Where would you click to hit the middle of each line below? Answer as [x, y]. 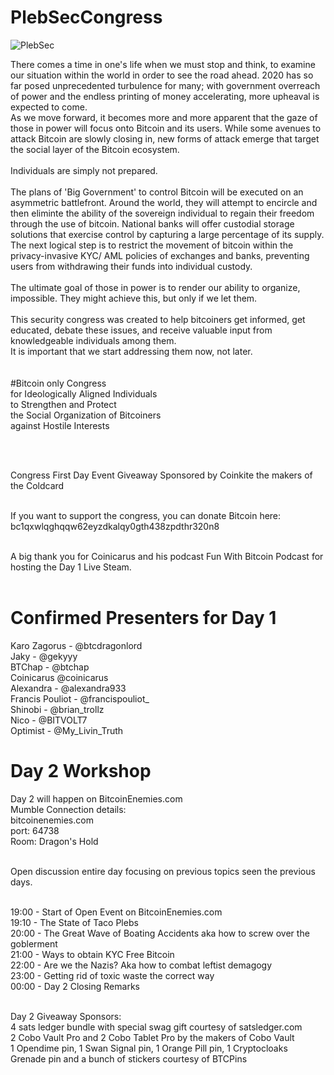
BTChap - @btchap [50, 667]
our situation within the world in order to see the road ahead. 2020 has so [162, 75]
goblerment [34, 943]
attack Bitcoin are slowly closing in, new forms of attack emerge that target [165, 138]
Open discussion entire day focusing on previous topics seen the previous [163, 871]
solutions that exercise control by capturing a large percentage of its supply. [167, 234]
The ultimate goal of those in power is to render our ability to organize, [155, 287]
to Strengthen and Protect [63, 404]
